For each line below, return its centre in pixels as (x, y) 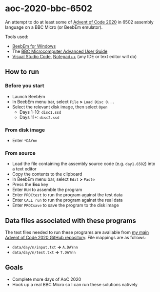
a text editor (24, 169)
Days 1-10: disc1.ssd (40, 112)
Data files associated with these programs (71, 220)
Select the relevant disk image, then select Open (60, 107)
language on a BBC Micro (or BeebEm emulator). (54, 27)
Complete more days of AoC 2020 (47, 279)
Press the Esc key (30, 185)
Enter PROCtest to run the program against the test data (67, 195)
